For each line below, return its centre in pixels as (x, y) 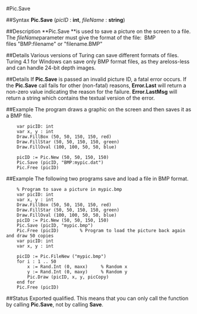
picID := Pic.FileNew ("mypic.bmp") (62, 256)
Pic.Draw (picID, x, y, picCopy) (68, 277)
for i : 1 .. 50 (37, 262)
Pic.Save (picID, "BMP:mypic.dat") (60, 163)
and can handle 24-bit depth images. (51, 68)
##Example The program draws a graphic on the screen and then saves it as (99, 109)
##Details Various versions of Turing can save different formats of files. (93, 55)
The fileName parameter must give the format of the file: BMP (81, 37)
